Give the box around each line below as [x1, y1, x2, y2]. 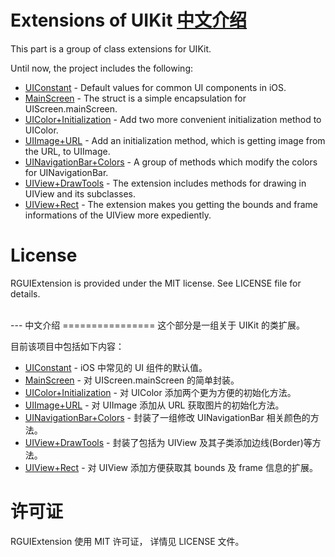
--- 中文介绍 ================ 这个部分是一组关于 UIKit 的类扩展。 [10, 319, 305, 331]
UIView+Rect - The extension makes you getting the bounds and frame [24, 198, 318, 210]
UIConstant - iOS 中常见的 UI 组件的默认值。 [24, 361, 208, 373]
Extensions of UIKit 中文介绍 [10, 9, 248, 32]
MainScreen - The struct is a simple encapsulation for [24, 92, 247, 104]
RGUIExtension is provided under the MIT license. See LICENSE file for [10, 277, 302, 289]
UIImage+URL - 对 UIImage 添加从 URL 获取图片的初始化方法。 [24, 399, 285, 411]
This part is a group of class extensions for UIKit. [10, 42, 212, 55]
